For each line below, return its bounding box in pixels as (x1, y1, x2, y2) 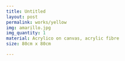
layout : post (6, 14, 38, 20)
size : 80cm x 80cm (6, 41, 51, 47)
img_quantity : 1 (6, 30, 46, 36)
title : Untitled (6, 8, 46, 15)
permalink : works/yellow (6, 19, 67, 25)
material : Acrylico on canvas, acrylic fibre (6, 35, 119, 41)
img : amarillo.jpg (6, 24, 51, 31)
